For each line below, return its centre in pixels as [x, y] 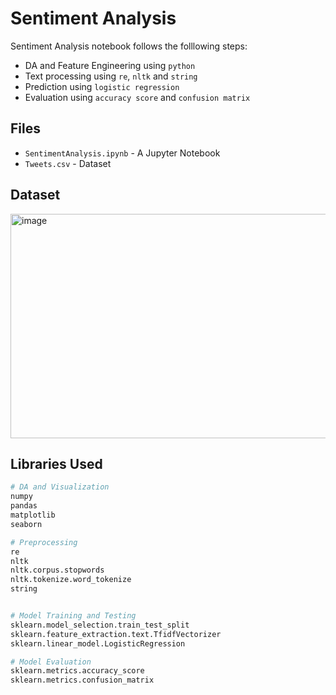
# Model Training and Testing [73, 616]
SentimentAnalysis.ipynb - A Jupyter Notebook [122, 153]
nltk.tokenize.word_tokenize [71, 580]
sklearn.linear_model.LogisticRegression [98, 643]
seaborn [26, 524]
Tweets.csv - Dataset [68, 163]
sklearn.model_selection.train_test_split [100, 625]
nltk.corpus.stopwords [57, 570]
